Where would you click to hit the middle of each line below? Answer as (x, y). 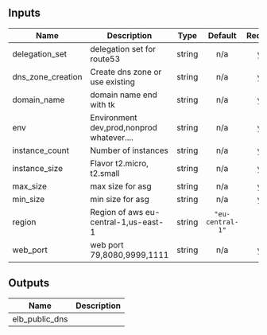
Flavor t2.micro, (120, 163)
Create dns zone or (126, 72)
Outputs (29, 283)
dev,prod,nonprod (124, 127)
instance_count (41, 150)
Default (222, 35)
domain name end (124, 95)
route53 (105, 59)
